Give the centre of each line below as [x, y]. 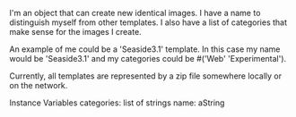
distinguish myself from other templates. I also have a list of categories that [148, 22]
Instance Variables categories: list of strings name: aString [117, 103]
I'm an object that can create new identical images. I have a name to [135, 13]
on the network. [39, 85]
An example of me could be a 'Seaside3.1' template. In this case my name [145, 49]
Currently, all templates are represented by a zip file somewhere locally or [146, 76]
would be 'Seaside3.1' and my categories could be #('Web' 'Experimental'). [148, 58]
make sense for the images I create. [75, 32]
